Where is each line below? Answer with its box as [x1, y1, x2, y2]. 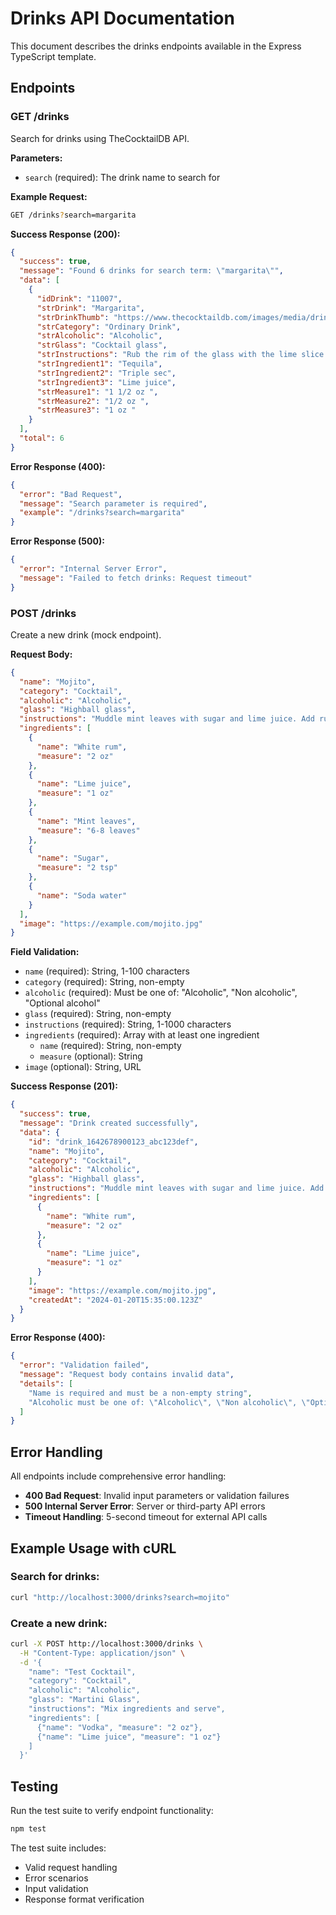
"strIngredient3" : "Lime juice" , [36, 377, 177, 387]
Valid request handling [24, 1862, 118, 1874]
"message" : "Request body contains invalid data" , [19, 1370, 235, 1380]
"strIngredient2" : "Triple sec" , [36, 368, 177, 378]
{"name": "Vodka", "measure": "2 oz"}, [36, 1722, 203, 1732]
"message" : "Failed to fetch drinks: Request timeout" [19, 573, 253, 583]
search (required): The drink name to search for [24, 171, 221, 183]
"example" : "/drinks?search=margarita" [19, 508, 186, 518]
